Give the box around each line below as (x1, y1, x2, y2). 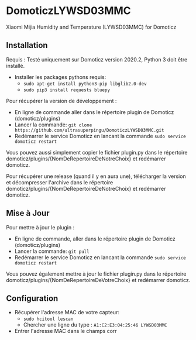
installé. (6, 62, 25, 69)
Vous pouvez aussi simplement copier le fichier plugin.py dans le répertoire (6, 149, 188, 156)
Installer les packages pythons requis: (14, 73, 106, 80)
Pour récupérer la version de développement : (6, 97, 117, 104)
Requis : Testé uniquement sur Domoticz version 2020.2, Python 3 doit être (6, 56, 188, 63)
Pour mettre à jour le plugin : (6, 224, 75, 231)
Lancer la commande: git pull (14, 248, 90, 255)
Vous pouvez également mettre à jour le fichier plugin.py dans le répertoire (6, 270, 187, 277)
